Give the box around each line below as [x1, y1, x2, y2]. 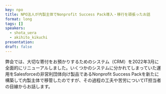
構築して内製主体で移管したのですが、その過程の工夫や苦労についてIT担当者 [5, 77, 162, 83]
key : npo [5, 7, 23, 12]
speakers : [5, 26, 26, 31]
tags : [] [5, 21, 23, 26]
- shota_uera [9, 30, 37, 35]
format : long [5, 16, 32, 21]
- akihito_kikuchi [9, 35, 48, 40]
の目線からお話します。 [5, 83, 53, 90]
